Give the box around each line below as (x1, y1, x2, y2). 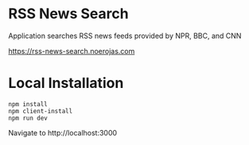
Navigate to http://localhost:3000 (8, 128, 118, 137)
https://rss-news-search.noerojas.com (8, 46, 135, 55)
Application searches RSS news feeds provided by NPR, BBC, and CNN (8, 31, 242, 40)
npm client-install (8, 107, 73, 115)
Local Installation (8, 74, 124, 92)
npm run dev (8, 114, 48, 122)
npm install (8, 100, 48, 108)
